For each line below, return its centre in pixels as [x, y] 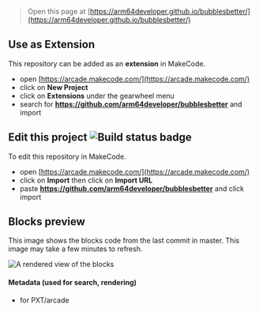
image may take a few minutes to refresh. [75, 249]
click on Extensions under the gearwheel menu [97, 96]
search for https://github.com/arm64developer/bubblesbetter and [131, 104]
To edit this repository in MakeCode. [67, 156]
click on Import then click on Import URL [86, 180]
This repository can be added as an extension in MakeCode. [107, 63]
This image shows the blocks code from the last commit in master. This [124, 241]
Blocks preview [47, 222]
